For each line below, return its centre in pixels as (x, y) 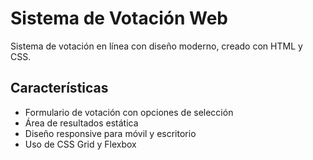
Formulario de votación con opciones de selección (129, 112)
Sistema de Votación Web (119, 18)
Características (59, 88)
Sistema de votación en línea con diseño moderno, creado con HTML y (156, 46)
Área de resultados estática (81, 123)
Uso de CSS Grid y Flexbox (80, 144)
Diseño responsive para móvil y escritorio (110, 133)
